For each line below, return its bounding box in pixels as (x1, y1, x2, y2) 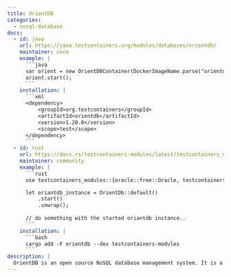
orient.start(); (25, 74, 72, 81)
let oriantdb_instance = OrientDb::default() (25, 189, 158, 196)
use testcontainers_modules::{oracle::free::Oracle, (25, 176, 180, 183)
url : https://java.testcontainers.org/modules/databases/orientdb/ (19, 42, 217, 49)
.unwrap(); (37, 202, 69, 209)
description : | (7, 253, 51, 260)
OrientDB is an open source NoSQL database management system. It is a (13, 260, 223, 267)
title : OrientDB (7, 10, 54, 17)
